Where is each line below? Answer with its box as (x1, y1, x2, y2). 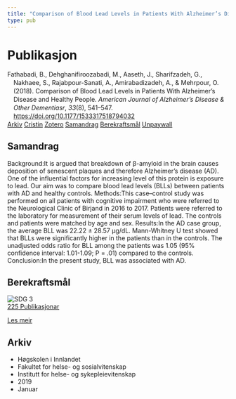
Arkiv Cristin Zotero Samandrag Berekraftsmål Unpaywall (7, 120, 173, 129)
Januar (17, 385, 39, 393)
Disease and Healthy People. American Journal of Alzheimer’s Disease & (13, 96, 225, 104)
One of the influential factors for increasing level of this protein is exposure (7, 174, 224, 183)
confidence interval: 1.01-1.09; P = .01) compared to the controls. (7, 249, 194, 257)
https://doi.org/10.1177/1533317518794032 (13, 112, 136, 120)
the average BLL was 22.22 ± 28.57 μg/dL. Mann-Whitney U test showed (7, 226, 218, 235)
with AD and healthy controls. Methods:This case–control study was (7, 189, 204, 197)
